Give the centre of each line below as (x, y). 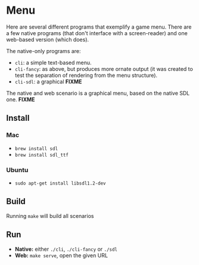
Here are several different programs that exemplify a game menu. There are (99, 27)
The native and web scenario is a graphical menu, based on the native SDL (98, 93)
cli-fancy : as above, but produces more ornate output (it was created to (104, 68)
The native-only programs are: (44, 51)
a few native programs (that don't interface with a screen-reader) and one (97, 33)
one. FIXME (21, 99)
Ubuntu (17, 170)
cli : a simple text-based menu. (53, 63)
